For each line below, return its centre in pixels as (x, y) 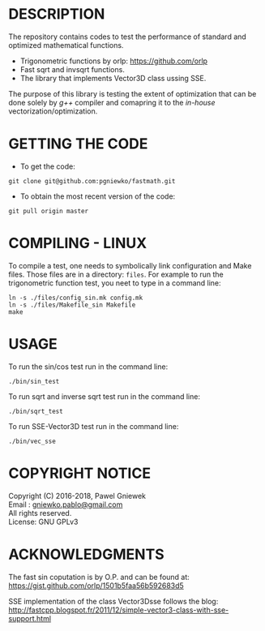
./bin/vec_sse (32, 441)
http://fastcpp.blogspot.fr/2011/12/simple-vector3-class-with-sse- (119, 610)
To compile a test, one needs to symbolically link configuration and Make (130, 265)
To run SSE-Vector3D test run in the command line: (94, 426)
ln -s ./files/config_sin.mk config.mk (76, 298)
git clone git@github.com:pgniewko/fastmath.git (92, 181)
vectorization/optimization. (53, 111)
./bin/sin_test (34, 381)
